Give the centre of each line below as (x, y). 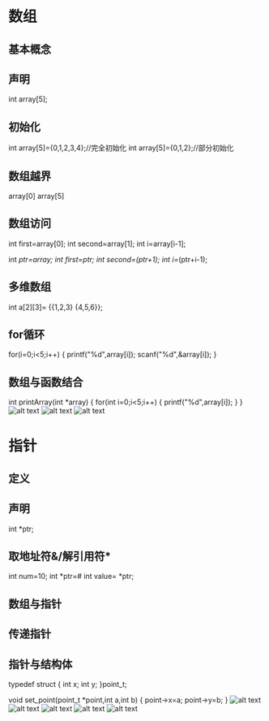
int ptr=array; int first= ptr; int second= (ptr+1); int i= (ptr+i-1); (108, 259)
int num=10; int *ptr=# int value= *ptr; (71, 576)
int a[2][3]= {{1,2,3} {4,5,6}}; (56, 307)
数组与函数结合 (46, 382)
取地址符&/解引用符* (60, 557)
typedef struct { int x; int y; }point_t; (68, 684)
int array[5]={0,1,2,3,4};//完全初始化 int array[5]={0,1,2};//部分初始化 (121, 148)
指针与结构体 (41, 664)
